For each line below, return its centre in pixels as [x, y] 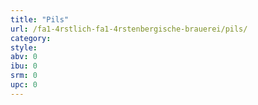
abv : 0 [24, 57]
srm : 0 [24, 76]
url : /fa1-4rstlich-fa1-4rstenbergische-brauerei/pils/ [129, 29]
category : [31, 38]
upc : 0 [24, 85]
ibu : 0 [24, 66]
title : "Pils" [40, 19]
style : [24, 47]
